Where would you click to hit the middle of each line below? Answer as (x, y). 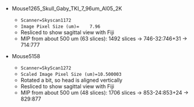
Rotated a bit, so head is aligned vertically (72, 80)
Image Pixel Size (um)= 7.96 (60, 26)
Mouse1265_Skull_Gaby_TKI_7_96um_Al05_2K (67, 9)
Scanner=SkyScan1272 (46, 68)
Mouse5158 (26, 56)
